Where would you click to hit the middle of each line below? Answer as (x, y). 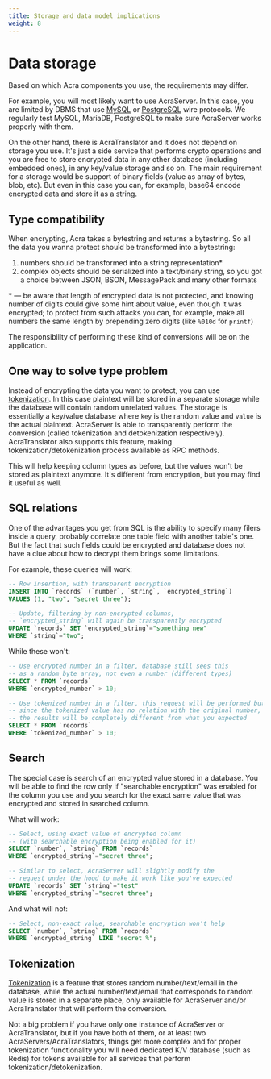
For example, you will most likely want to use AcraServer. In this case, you (131, 101)
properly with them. (41, 127)
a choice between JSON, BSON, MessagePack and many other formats (139, 280)
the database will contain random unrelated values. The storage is (118, 407)
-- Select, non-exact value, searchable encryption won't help (117, 923)
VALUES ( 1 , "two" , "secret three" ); (70, 599)
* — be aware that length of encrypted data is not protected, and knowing (131, 296)
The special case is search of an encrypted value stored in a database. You (133, 777)
